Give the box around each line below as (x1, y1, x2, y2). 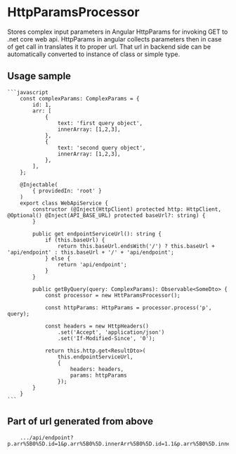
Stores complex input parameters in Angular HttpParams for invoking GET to (7, 27, 228, 36)
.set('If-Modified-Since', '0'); (57, 335, 156, 342)
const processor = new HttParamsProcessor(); (44, 292, 181, 299)
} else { (44, 254, 71, 262)
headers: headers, (70, 365, 124, 372)
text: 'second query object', (57, 144, 146, 151)
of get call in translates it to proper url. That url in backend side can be (7, 42, 211, 51)
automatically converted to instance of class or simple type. (7, 50, 181, 58)
